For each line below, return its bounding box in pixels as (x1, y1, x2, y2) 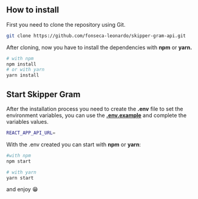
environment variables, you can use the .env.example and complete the (6, 112, 187, 119)
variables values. (6, 118, 49, 125)
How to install (6, 5, 60, 15)
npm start (6, 158, 32, 164)
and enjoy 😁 (6, 186, 38, 193)
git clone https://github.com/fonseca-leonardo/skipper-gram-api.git (6, 33, 186, 39)
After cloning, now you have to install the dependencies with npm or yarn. (6, 44, 193, 51)
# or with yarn (6, 67, 45, 73)
